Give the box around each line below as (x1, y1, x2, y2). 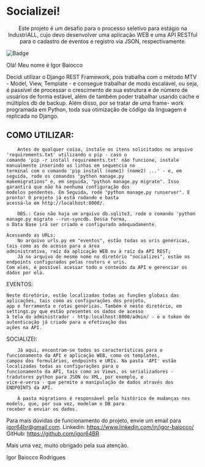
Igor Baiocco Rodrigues (6, 454, 66, 461)
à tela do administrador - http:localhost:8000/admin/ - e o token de (6, 314, 190, 320)
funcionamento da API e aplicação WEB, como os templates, (6, 352, 160, 359)
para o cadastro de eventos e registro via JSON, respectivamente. (19, 37, 187, 45)
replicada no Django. (6, 112, 59, 120)
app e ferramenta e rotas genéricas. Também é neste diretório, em (6, 303, 182, 309)
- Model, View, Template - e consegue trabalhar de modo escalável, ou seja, (6, 80, 199, 87)
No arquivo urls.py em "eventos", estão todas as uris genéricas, (17, 237, 190, 243)
